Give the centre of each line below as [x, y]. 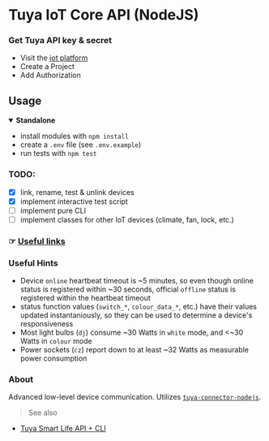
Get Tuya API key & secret [60, 41]
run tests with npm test [58, 153]
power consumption [53, 358]
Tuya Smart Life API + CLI [63, 429]
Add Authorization [50, 76]
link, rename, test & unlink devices [77, 192]
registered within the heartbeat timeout [85, 298]
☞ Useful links [37, 241]
